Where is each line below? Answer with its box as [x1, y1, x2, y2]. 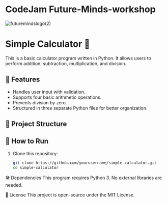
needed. [5, 182, 23, 188]
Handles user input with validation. [12, 89, 86, 95]
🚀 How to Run [5, 137, 49, 146]
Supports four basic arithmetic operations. [12, 94, 102, 100]
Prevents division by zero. [12, 99, 67, 105]
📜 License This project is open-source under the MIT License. [5, 192, 135, 198]
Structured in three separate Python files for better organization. [12, 105, 148, 111]
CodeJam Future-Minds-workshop [5, 4, 156, 15]
